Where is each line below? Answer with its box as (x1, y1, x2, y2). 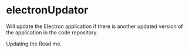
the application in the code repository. (6, 29, 98, 36)
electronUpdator (6, 3, 89, 17)
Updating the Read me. (6, 40, 62, 47)
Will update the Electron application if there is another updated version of (6, 23, 183, 30)
